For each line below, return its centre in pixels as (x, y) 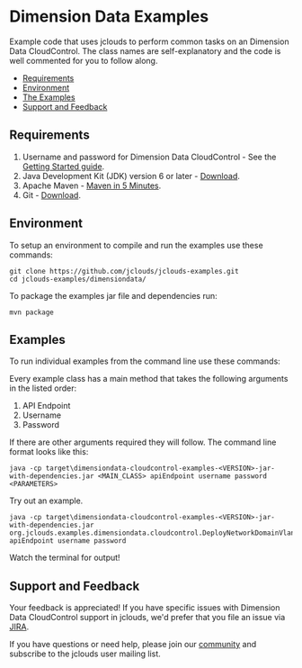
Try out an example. (46, 501)
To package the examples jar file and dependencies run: (113, 295)
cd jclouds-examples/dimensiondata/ (78, 279)
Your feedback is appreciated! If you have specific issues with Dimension (145, 608)
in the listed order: (43, 388)
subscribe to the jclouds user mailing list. (85, 654)
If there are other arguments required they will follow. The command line (143, 442)
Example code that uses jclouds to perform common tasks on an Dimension (149, 41)
